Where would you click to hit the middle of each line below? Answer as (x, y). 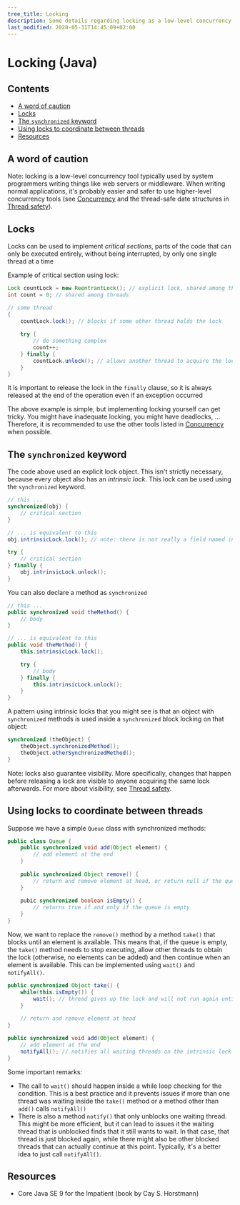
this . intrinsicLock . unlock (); (78, 684)
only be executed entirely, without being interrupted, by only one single (112, 254)
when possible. (30, 432)
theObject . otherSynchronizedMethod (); (78, 753)
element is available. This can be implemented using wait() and (101, 964)
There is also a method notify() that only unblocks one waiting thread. (122, 1116)
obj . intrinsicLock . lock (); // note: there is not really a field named (116, 539)
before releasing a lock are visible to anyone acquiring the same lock (109, 781)
